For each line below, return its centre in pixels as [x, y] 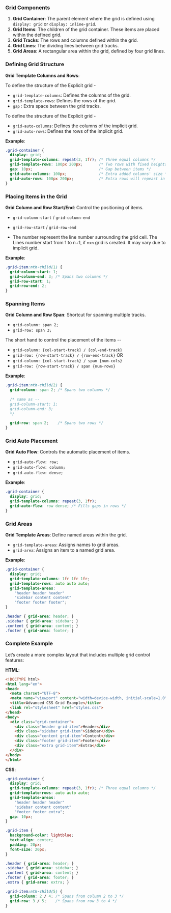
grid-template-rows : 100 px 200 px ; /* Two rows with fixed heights [89, 164]
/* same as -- [25, 400]
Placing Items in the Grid [36, 196]
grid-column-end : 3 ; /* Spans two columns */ [59, 276]
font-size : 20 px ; [28, 849]
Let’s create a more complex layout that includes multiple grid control [78, 654]
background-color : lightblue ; [42, 835]
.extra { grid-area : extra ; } [37, 882]
